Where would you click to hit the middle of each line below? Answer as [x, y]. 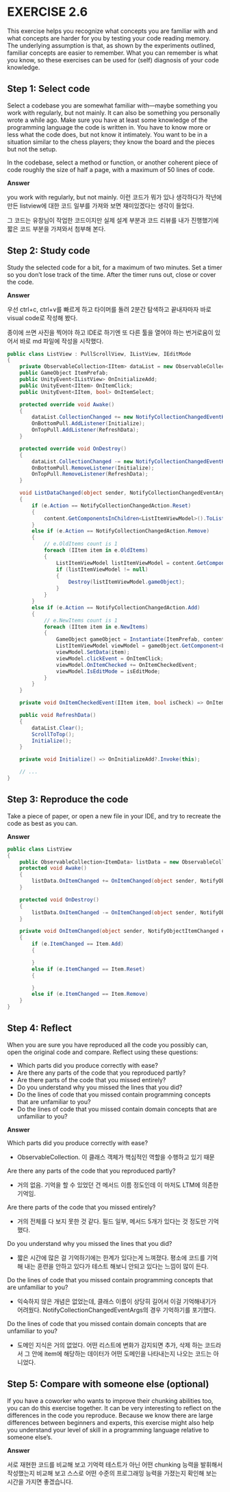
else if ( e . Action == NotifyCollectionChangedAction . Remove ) [121, 531]
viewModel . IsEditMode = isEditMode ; [108, 671]
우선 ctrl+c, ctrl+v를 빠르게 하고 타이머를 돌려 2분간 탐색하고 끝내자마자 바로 [110, 309]
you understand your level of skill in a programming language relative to [108, 1430]
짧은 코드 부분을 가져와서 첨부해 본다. [56, 229]
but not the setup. [32, 149]
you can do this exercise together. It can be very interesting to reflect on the [114, 1408]
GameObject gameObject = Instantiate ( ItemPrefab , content [140, 639]
